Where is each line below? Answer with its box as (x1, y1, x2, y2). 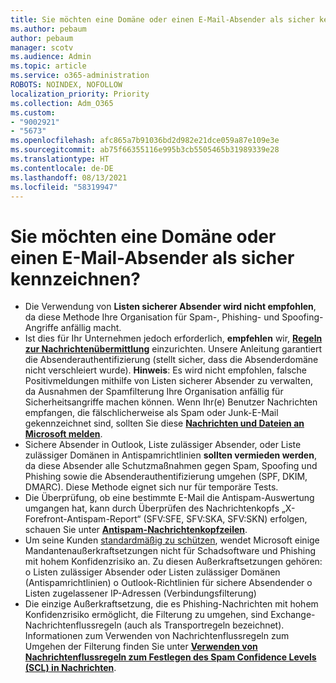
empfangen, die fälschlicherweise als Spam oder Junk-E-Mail (24, 407, 279, 419)
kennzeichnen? (10, 267, 142, 290)
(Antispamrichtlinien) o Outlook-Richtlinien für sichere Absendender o (24, 577, 313, 589)
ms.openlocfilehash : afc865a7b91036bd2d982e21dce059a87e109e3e (10, 136, 280, 146)
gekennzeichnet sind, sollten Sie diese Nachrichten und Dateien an (24, 417, 305, 430)
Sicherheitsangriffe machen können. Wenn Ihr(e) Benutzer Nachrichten (24, 396, 318, 408)
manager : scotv (10, 42, 74, 53)
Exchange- (270, 609, 316, 621)
